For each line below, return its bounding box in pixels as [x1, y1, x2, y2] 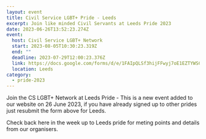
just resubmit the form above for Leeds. [6, 107, 106, 115]
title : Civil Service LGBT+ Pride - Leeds [6, 15, 116, 21]
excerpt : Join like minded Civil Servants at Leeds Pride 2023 [6, 20, 172, 26]
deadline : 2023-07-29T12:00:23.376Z [12, 54, 105, 61]
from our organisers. [6, 126, 58, 133]
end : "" [12, 49, 32, 55]
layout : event [6, 9, 43, 15]
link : [12, 60, 26, 66]
